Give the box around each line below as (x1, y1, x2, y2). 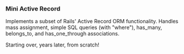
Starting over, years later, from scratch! (5, 41, 100, 48)
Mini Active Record (5, 5, 61, 13)
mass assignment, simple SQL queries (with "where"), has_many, (5, 24, 162, 31)
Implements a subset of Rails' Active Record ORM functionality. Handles (5, 18, 179, 25)
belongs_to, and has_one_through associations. (5, 30, 120, 37)
